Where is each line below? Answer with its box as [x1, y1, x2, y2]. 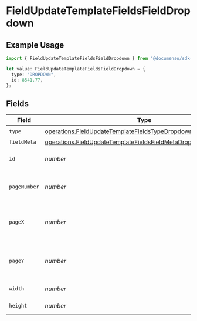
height [9, 302, 28, 309]
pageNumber [9, 184, 39, 190]
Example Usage [6, 40, 64, 50]
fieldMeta [9, 139, 36, 146]
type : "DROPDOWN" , [11, 72, 57, 77]
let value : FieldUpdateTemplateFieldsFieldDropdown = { [6, 66, 145, 72]
